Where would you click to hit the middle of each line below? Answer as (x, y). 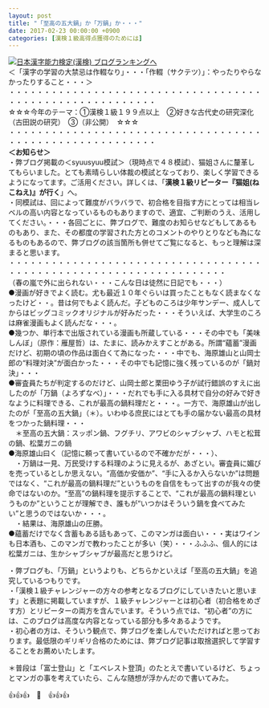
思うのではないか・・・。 (68, 514)
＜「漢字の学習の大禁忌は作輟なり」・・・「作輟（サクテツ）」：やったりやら (131, 72)
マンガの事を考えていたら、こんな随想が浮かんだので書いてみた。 (124, 678)
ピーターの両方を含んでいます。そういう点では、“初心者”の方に (148, 611)
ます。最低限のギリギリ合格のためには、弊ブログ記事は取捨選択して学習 (134, 641)
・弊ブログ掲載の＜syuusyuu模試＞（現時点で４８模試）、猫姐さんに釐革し (132, 162)
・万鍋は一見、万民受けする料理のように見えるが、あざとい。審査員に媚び (138, 463)
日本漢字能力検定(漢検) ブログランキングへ (87, 62)
